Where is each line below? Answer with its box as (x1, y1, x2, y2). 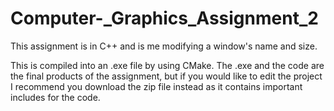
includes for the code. (10, 91, 101, 103)
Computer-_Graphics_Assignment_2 (10, 7, 319, 30)
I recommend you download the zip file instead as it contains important (10, 80, 303, 92)
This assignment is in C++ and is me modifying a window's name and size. (10, 40, 318, 52)
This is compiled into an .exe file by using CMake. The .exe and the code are (10, 59, 325, 71)
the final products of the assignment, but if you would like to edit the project (10, 70, 323, 82)
